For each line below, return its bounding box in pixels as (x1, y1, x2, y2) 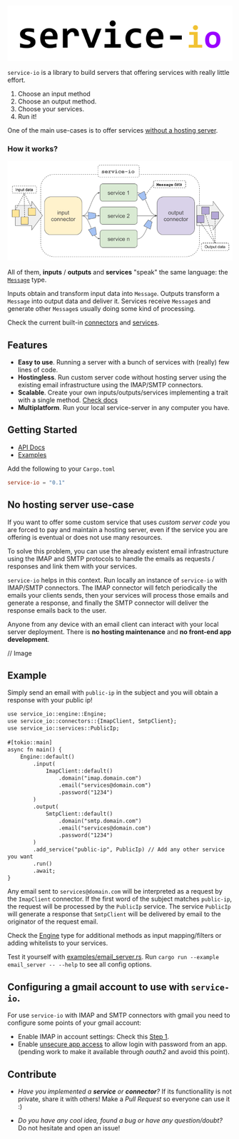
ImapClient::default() (45, 767, 113, 775)
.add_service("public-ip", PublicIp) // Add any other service (33, 846, 225, 854)
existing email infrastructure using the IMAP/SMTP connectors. (17, 381, 203, 389)
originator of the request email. (7, 917, 98, 926)
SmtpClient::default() (45, 810, 113, 818)
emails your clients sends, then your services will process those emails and (7, 591, 229, 599)
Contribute (7, 1068, 57, 1081)
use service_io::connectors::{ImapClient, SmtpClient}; (7, 717, 177, 725)
